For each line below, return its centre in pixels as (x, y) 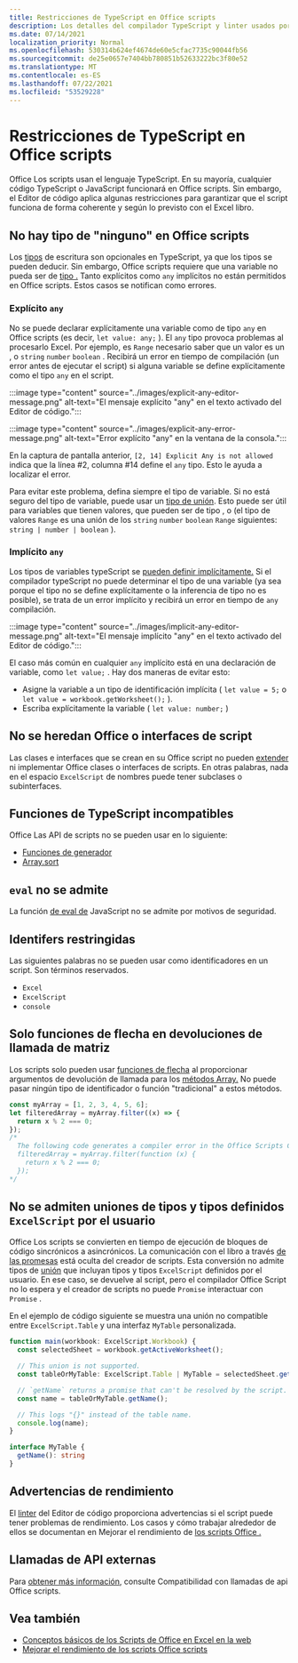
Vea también (45, 1618)
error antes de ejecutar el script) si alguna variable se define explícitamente (147, 366)
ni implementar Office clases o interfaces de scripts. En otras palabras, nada (149, 767)
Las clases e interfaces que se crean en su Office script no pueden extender (149, 758)
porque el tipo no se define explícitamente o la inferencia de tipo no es (138, 590)
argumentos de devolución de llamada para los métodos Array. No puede (143, 1079)
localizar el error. (40, 474)
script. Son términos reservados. (69, 970)
